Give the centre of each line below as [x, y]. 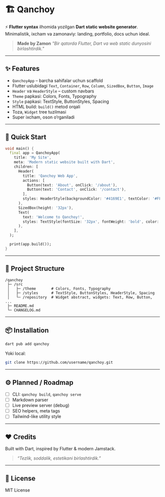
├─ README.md [21, 306]
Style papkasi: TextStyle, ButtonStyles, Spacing [61, 101]
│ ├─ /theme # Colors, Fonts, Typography [59, 289]
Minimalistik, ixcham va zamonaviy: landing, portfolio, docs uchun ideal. [78, 34]
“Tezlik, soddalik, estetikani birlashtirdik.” [59, 458]
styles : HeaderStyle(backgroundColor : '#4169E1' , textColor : [87, 199]
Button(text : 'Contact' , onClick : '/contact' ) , [76, 190]
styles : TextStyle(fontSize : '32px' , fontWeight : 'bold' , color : [91, 222]
